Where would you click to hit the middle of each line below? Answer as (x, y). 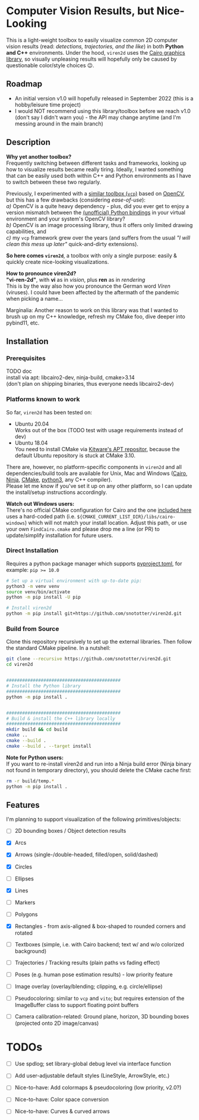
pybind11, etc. (23, 323)
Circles (23, 867)
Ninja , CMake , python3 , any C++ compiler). (59, 479)
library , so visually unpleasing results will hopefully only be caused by (91, 59)
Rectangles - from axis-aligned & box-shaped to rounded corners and (100, 926)
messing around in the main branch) (59, 124)
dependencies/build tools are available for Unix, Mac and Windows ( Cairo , (97, 473)
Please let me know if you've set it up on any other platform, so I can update (99, 486)
